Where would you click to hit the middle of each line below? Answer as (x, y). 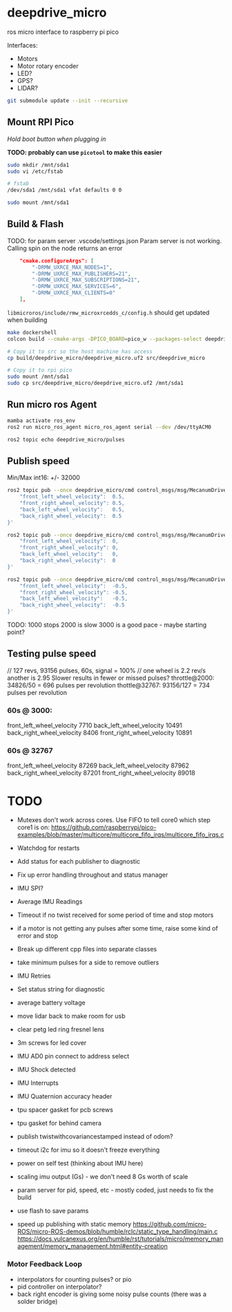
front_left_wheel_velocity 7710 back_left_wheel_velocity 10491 (95, 725)
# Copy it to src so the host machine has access (80, 351)
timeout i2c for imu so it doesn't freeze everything (88, 1150)
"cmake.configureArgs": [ (57, 260)
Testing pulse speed (52, 654)
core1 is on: (33, 828)
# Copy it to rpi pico (40, 370)
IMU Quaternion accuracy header (65, 1096)
